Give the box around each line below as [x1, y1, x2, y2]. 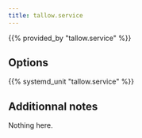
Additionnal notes [8, 99, 98, 113]
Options [8, 56, 49, 69]
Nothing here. [8, 121, 53, 130]
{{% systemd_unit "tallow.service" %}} [8, 76, 135, 87]
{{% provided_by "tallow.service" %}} [8, 33, 132, 43]
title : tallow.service [8, 11, 83, 20]
